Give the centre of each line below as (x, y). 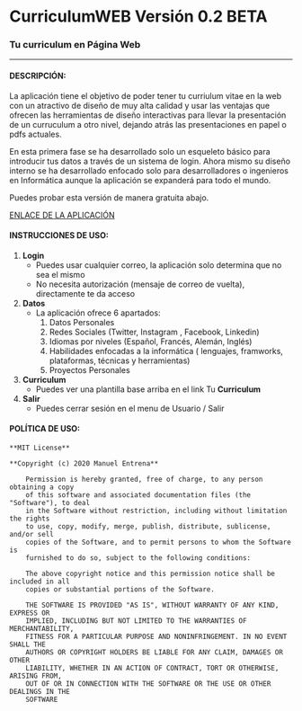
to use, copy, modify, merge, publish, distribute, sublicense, (148, 527)
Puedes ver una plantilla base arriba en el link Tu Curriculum (148, 389)
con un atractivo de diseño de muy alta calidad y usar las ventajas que (140, 105)
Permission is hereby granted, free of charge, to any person (144, 480)
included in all (40, 582)
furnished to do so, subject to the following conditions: (138, 558)
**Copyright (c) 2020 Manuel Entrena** (84, 464)
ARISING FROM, (36, 676)
